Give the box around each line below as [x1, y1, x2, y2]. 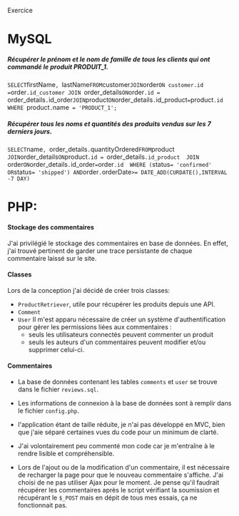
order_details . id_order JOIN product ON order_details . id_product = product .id [7, 96, 223, 104]
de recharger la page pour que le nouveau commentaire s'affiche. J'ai [17, 470, 223, 479]
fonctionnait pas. [17, 500, 68, 509]
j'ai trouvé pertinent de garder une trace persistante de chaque [7, 246, 193, 255]
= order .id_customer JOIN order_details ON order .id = [7, 88, 161, 97]
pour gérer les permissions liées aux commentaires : [17, 322, 173, 331]
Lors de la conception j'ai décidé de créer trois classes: [7, 286, 170, 294]
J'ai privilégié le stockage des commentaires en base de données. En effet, [7, 239, 228, 247]
